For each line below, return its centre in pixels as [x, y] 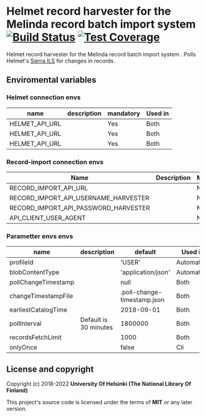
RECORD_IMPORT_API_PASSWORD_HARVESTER [80, 208]
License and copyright [50, 369]
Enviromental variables [51, 80]
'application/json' [145, 272]
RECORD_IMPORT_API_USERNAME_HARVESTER [79, 198]
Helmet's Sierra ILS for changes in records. [61, 61]
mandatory [124, 113]
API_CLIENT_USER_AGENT [48, 217]
